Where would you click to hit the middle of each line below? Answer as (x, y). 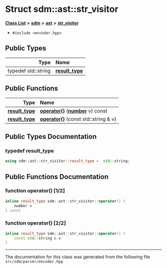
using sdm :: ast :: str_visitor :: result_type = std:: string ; (68, 161)
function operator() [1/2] (35, 191)
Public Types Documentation (51, 136)
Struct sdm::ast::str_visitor (62, 9)
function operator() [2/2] (36, 223)
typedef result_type (30, 150)
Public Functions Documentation (57, 177)
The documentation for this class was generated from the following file (78, 257)
